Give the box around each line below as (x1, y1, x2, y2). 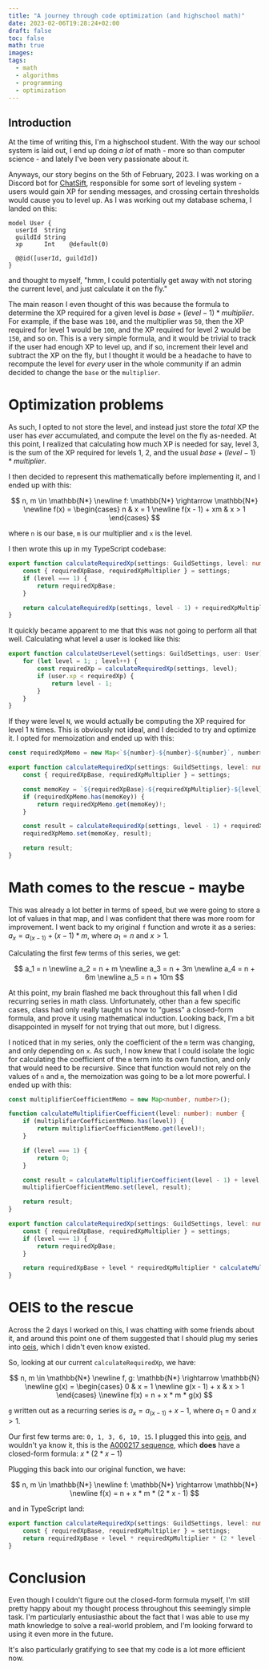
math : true (8, 42, 45, 50)
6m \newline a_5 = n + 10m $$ (85, 972, 184, 982)
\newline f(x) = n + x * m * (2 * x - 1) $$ (69, 1488, 200, 1497)
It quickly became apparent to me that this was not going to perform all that (8, 626, 258, 636)
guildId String (15, 233, 66, 241)
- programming (15, 79, 62, 87)
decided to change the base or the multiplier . (8, 368, 160, 378)
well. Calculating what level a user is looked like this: (8, 634, 182, 644)
